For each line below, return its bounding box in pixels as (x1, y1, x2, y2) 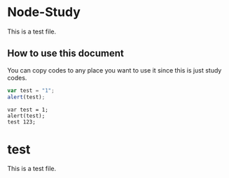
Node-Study (7, 4, 81, 20)
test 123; (7, 118, 36, 126)
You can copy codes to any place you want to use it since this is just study (7, 66, 222, 74)
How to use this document (7, 47, 124, 59)
